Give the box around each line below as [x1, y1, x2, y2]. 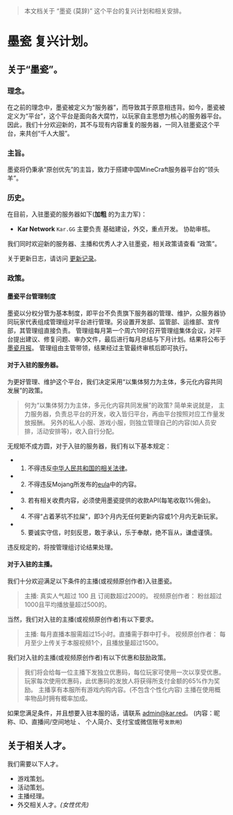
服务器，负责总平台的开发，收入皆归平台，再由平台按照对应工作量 [30, 409, 219, 418]
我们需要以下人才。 [7, 759, 62, 768]
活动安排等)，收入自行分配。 [36, 427, 118, 435]
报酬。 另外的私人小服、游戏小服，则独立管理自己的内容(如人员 [30, 418, 211, 427]
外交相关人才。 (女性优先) [17, 800, 89, 809]
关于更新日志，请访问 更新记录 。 [7, 254, 101, 263]
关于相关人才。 [7, 740, 71, 752]
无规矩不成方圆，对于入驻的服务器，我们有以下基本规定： [7, 441, 171, 450]
